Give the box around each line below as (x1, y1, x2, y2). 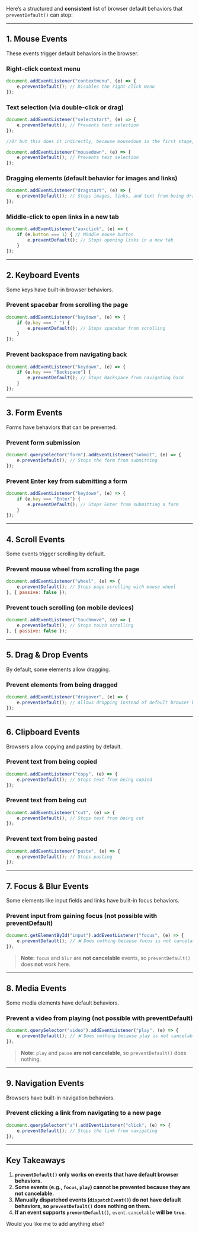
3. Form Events (6, 408, 63, 418)
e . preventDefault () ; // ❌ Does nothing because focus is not (17, 938, 172, 944)
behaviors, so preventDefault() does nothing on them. (14, 1203, 151, 1210)
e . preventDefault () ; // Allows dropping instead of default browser (17, 700, 190, 706)
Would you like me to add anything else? (6, 1221, 105, 1228)
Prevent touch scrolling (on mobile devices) (6, 603, 134, 612)
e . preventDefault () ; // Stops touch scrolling (17, 622, 134, 628)
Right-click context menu (6, 65, 81, 73)
